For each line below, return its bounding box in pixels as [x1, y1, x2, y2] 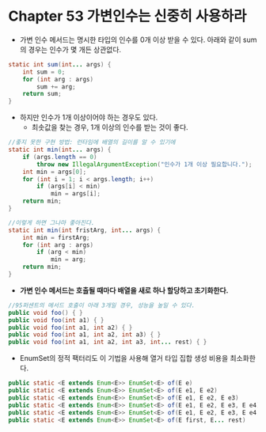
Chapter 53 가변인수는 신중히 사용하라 [8, 7, 247, 25]
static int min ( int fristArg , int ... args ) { [8, 226, 161, 234]
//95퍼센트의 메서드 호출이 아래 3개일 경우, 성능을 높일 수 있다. [8, 301, 196, 309]
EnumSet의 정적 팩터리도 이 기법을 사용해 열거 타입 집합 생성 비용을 [19, 354, 229, 363]
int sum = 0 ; [22, 68, 66, 76]
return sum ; [22, 90, 62, 98]
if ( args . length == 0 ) [22, 153, 97, 161]
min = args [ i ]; [50, 190, 101, 198]
